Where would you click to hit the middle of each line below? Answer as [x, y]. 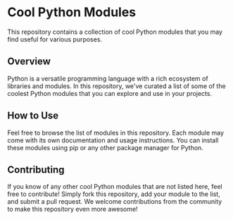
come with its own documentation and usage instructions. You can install [113, 140]
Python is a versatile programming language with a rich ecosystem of [108, 78]
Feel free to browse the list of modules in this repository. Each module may [115, 133]
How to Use [33, 116]
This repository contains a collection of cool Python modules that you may [115, 32]
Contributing [36, 170]
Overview [29, 62]
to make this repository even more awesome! [73, 209]
